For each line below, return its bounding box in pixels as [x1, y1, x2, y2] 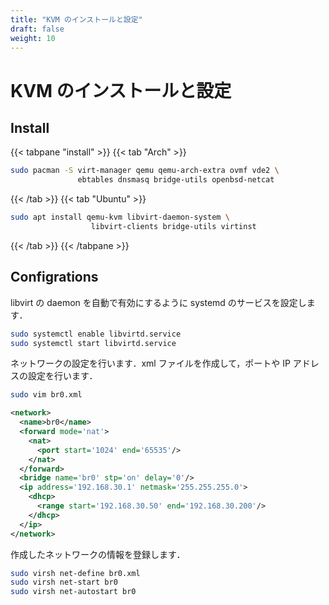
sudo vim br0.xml [10, 390, 83, 400]
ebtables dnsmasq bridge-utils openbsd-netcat [77, 175, 275, 185]
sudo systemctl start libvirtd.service [10, 338, 177, 348]
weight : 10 [10, 33, 56, 43]
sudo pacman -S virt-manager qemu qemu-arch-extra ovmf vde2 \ [10, 166, 280, 176]
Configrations [10, 269, 99, 286]
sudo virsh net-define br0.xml [10, 568, 141, 578]
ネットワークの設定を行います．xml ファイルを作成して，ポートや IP [10, 357, 291, 370]
